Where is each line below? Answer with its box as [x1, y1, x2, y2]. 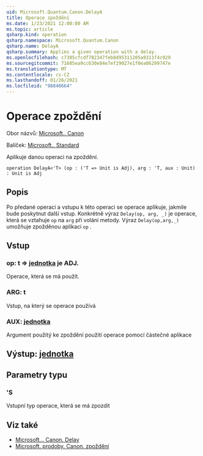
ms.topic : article [6, 26, 53, 32]
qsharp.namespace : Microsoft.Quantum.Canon [6, 37, 119, 43]
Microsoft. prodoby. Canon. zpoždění [15, 442, 109, 450]
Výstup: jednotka [6, 349, 74, 359]
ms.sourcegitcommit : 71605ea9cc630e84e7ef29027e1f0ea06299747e [6, 60, 171, 66]
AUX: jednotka [6, 317, 51, 326]
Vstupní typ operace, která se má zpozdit [6, 402, 110, 409]
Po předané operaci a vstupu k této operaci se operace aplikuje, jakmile [6, 203, 187, 211]
